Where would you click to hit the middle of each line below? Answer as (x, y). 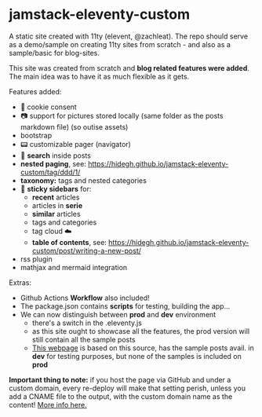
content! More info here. (48, 404)
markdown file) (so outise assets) (74, 126)
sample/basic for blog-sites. (55, 53)
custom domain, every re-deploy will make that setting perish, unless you (127, 388)
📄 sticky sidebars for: (56, 188)
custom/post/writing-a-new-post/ (87, 251)
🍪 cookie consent (48, 107)
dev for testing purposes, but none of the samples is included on (136, 356)
